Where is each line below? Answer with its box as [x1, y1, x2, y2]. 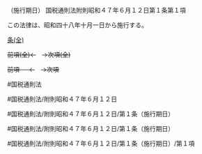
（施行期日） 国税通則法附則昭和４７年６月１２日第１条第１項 [7, 6, 186, 14]
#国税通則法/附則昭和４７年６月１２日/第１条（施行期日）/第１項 [7, 139, 195, 148]
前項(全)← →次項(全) [7, 51, 71, 59]
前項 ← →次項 [7, 66, 59, 73]
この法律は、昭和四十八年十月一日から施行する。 [7, 21, 148, 29]
